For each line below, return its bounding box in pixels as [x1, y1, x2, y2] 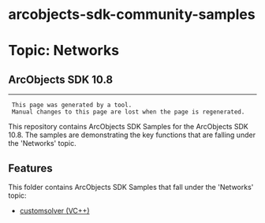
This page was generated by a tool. [11, 101, 132, 110]
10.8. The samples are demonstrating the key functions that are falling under [8, 130, 256, 139]
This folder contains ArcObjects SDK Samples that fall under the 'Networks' [8, 183, 254, 191]
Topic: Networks [8, 42, 120, 60]
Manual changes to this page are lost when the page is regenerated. [11, 108, 245, 116]
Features [8, 162, 53, 175]
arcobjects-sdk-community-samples [8, 6, 256, 24]
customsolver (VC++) [19, 206, 90, 215]
